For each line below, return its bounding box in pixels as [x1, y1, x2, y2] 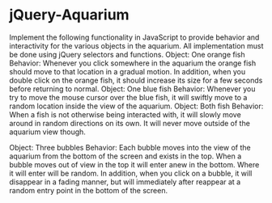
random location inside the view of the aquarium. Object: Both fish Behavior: [9, 101, 264, 111]
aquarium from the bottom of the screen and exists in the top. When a [9, 151, 242, 161]
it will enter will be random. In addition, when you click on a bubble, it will [9, 168, 253, 178]
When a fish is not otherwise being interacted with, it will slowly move [9, 109, 241, 119]
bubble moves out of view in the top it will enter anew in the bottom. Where [9, 159, 260, 169]
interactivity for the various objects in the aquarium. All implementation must [9, 40, 264, 50]
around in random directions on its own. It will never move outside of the [9, 118, 250, 128]
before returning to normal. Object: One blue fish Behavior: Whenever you [9, 83, 256, 94]
